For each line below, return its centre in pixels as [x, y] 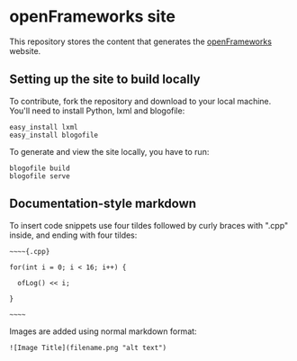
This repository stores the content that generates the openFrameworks [141, 41]
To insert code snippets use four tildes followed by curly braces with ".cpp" [149, 225]
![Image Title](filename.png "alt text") [88, 347]
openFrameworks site [92, 17]
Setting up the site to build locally [105, 80]
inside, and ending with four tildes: [73, 235]
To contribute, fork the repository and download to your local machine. [140, 101]
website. [25, 50]
